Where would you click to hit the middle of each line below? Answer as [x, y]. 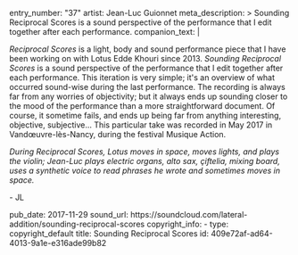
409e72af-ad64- [242, 234]
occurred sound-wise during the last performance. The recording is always [147, 87]
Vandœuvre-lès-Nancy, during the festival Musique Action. [118, 134]
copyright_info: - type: [188, 224]
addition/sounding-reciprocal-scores [77, 224]
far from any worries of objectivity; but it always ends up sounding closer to [149, 96]
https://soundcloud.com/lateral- [189, 214]
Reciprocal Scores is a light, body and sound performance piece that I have [148, 49]
